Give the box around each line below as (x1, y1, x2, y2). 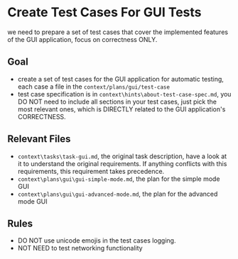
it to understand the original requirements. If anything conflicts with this (17, 159, 227, 167)
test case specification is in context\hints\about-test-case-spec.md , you (17, 89, 232, 98)
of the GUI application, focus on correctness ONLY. (7, 35, 158, 43)
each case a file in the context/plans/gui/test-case (17, 82, 171, 91)
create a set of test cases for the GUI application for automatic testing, (17, 75, 224, 83)
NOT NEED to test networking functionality (17, 244, 144, 253)
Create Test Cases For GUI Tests (7, 4, 202, 21)
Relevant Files (7, 133, 71, 145)
